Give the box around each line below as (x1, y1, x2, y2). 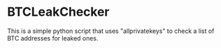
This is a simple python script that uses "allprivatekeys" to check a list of (7, 27, 215, 35)
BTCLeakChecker (7, 4, 109, 20)
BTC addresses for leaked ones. (7, 34, 98, 42)
